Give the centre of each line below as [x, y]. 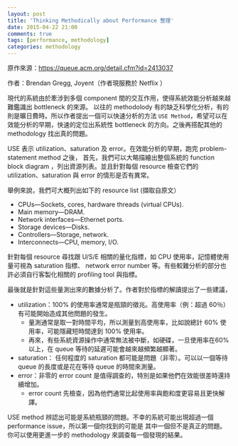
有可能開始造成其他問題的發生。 [64, 313]
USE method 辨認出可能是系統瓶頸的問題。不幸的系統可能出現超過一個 [110, 417]
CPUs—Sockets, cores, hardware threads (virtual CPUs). [101, 204]
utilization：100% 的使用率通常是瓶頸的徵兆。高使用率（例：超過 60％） [123, 305]
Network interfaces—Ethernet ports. [71, 219]
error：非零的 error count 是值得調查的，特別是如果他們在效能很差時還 [121, 375]
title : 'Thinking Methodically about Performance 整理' [91, 21]
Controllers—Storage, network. [63, 234]
